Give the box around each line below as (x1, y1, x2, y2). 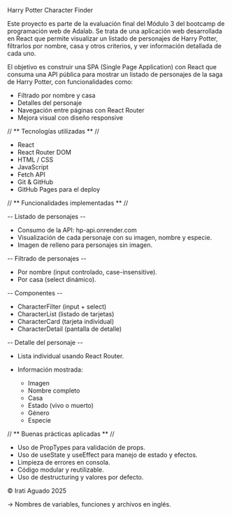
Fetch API (17, 171, 45, 178)
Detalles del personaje (17, 99, 82, 107)
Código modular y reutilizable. (17, 465, 105, 474)
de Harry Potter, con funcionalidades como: (7, 78, 133, 86)
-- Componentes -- (7, 289, 63, 297)
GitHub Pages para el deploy (17, 185, 101, 193)
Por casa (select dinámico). (17, 276, 96, 283)
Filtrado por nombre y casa (17, 91, 96, 99)
